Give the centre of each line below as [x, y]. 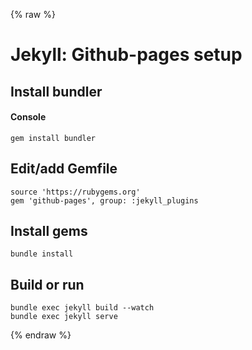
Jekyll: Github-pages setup [126, 55]
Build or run [47, 284]
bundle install [42, 254]
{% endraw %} [41, 335]
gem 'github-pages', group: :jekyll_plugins [104, 200]
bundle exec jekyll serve [64, 317]
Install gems [49, 230]
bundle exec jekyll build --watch [82, 308]
